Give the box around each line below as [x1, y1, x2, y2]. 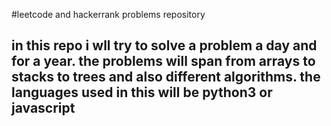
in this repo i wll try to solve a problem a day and [11, 37, 318, 54]
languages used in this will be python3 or [11, 84, 273, 101]
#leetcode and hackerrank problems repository [11, 9, 206, 20]
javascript [11, 100, 76, 117]
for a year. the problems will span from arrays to [11, 53, 316, 70]
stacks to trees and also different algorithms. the [11, 69, 321, 86]
